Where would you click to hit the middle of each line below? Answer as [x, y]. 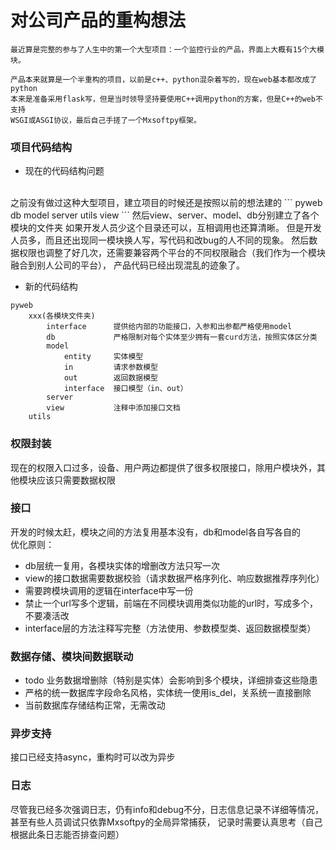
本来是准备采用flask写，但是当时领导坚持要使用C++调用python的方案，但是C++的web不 [166, 99]
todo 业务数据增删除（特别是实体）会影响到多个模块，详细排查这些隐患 [171, 680]
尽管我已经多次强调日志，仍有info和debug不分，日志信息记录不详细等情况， [167, 809]
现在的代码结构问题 [64, 171]
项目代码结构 [41, 147]
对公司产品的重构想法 [98, 20]
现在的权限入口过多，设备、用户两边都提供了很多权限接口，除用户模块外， [163, 467]
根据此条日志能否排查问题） [67, 834]
